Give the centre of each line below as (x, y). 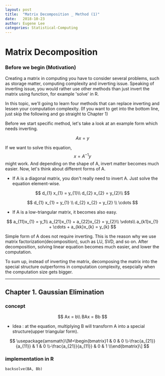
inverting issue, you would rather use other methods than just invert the (77, 88)
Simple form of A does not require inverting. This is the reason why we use (81, 237)
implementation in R (29, 359)
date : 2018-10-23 (25, 19)
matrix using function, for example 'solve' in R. (52, 94)
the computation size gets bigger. (39, 272)
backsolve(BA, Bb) (24, 369)
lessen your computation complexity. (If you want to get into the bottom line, (82, 108)
